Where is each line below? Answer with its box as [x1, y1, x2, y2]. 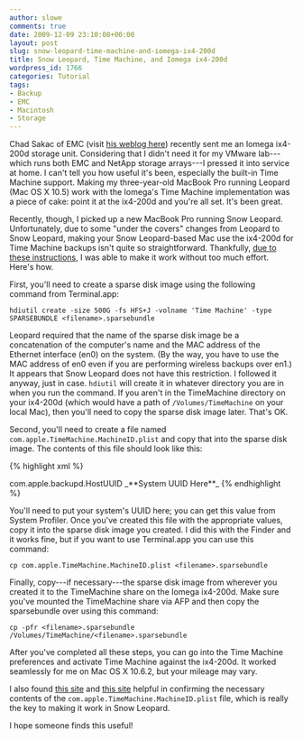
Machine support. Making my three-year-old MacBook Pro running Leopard [9, 177, 290, 188]
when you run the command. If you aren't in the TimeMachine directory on [9, 387, 286, 398]
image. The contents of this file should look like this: [9, 443, 203, 454]
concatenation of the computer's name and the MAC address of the [9, 339, 261, 350]
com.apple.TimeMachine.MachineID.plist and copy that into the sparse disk [9, 434, 288, 445]
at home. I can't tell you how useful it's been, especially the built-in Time [9, 168, 279, 179]
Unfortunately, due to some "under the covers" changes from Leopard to [9, 223, 280, 235]
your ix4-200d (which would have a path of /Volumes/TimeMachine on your [9, 397, 284, 408]
